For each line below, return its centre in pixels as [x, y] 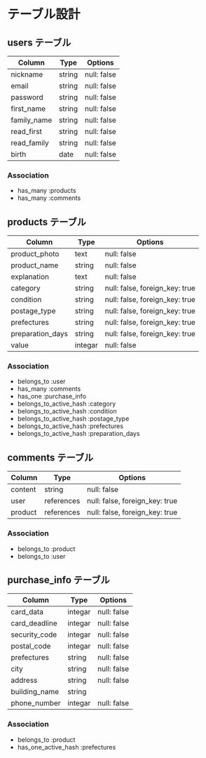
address [24, 680]
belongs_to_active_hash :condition [67, 411]
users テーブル [39, 42]
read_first [26, 132]
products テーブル [47, 222]
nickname [27, 74]
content [23, 490]
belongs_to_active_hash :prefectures [70, 426]
